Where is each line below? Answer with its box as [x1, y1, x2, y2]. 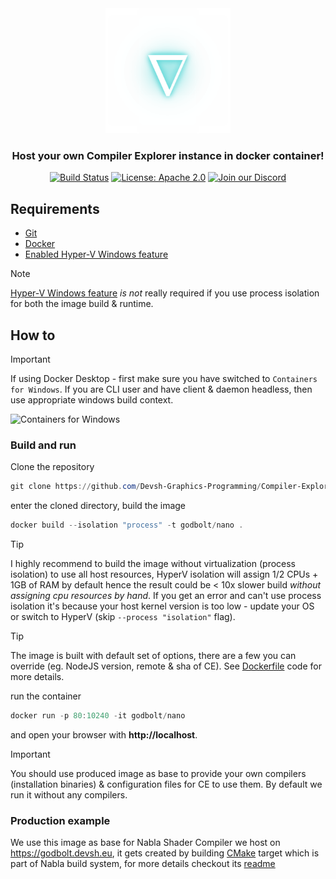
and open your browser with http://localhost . [10, 728, 198, 741]
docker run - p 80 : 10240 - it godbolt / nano [10, 710, 186, 721]
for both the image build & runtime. [10, 298, 154, 310]
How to [10, 327, 56, 344]
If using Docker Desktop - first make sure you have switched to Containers [10, 372, 318, 384]
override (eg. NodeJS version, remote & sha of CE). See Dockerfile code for [10, 660, 322, 672]
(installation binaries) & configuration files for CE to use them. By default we [10, 778, 323, 790]
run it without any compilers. [10, 788, 128, 801]
